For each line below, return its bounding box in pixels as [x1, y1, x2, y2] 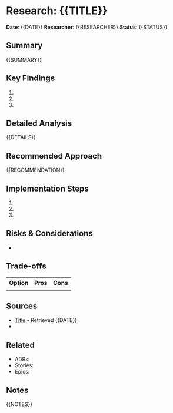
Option [9, 278, 29, 287]
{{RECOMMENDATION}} [6, 166, 65, 174]
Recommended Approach [6, 151, 102, 161]
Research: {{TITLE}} [6, 4, 108, 18]
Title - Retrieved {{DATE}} [14, 317, 78, 324]
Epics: [14, 368, 30, 375]
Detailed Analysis [6, 118, 72, 128]
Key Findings [6, 73, 55, 83]
